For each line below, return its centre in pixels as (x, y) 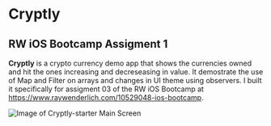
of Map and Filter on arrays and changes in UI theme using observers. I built (135, 80)
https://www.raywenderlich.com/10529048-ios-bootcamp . (106, 97)
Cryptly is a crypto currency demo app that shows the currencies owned (130, 63)
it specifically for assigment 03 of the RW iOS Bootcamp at (106, 89)
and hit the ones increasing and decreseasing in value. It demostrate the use (136, 72)
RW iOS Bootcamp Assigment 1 (88, 44)
